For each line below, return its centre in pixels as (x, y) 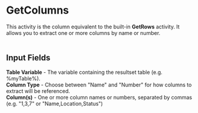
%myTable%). (23, 78)
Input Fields (28, 58)
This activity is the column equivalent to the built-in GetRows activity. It (93, 27)
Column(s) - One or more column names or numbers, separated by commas (99, 97)
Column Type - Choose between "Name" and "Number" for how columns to (99, 85)
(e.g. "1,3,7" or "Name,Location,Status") (55, 104)
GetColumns (38, 10)
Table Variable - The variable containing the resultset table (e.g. (84, 72)
